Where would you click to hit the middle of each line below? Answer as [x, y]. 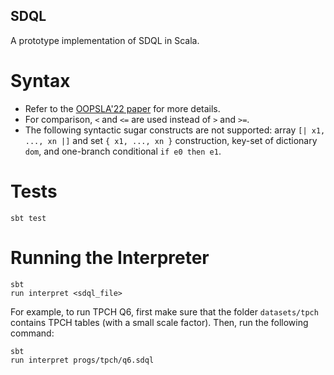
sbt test [28, 218]
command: [32, 333]
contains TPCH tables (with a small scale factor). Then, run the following [159, 322]
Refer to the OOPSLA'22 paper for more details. [122, 108]
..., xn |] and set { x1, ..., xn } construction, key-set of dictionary [171, 140]
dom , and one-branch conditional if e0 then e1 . [123, 151]
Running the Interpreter [110, 257]
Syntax [40, 81]
